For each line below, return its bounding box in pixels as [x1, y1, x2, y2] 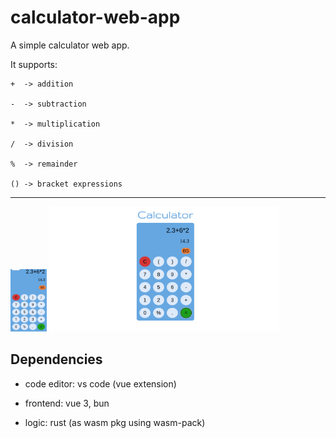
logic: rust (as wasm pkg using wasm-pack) [24, 416, 206, 428]
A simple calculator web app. [10, 39, 130, 51]
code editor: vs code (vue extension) [24, 377, 177, 390]
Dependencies [10, 351, 103, 368]
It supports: [10, 58, 58, 70]
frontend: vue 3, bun [24, 397, 110, 409]
